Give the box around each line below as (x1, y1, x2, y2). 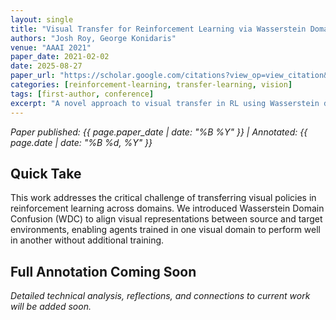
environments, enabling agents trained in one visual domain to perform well (10, 224, 322, 236)
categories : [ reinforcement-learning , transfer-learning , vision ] (10, 80, 293, 90)
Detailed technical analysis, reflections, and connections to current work (10, 290, 311, 302)
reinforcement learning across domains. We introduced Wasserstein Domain (10, 202, 325, 215)
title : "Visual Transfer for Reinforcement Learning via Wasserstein (10, 24, 307, 34)
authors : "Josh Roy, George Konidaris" (10, 33, 177, 43)
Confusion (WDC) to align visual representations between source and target (10, 213, 323, 225)
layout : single (10, 14, 74, 25)
